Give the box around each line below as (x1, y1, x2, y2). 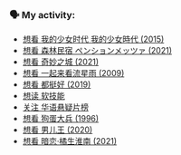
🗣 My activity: (9, 8, 76, 21)
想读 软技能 (22, 91, 65, 102)
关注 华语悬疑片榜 (22, 102, 89, 112)
